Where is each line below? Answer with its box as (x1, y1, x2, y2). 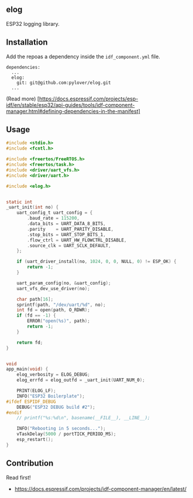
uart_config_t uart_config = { (16, 210, 93, 216)
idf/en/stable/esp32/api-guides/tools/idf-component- (6, 101, 135, 108)
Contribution (6, 458, 54, 469)
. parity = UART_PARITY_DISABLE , (27, 226, 114, 232)
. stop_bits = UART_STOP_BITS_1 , (27, 231, 106, 237)
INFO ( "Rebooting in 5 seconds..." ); (16, 426, 106, 432)
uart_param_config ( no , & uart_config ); (16, 280, 111, 286)
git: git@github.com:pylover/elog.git (16, 79, 111, 86)
